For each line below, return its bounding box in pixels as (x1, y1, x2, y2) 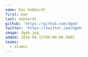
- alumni (9, 44, 28, 49)
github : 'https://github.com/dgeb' (5, 21, 79, 26)
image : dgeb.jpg (5, 30, 39, 35)
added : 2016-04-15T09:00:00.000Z (5, 35, 75, 40)
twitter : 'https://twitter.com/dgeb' (5, 26, 84, 31)
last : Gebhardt (5, 16, 37, 21)
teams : (5, 40, 19, 45)
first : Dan (5, 12, 28, 17)
